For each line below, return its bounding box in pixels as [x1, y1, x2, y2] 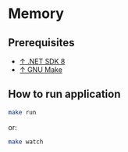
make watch [8, 138, 44, 146]
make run [8, 108, 37, 116]
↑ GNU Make [19, 65, 62, 74]
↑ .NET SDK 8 [19, 56, 66, 66]
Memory [8, 5, 65, 23]
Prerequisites [8, 36, 75, 49]
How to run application [8, 88, 121, 101]
